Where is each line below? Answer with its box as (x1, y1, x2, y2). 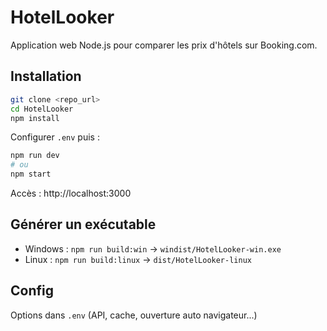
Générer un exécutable (10, 216, 157, 233)
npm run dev (10, 151, 60, 161)
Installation (10, 68, 82, 85)
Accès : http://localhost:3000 (10, 187, 132, 199)
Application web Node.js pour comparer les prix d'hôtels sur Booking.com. (10, 39, 318, 51)
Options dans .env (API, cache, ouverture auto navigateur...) (10, 309, 258, 321)
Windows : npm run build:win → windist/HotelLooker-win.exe (24, 242, 282, 255)
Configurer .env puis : (10, 131, 100, 143)
